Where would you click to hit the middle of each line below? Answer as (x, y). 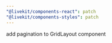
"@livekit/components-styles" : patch (52, 17)
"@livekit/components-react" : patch (51, 11)
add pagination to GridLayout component (56, 34)
